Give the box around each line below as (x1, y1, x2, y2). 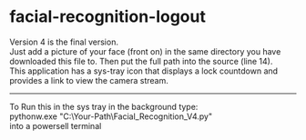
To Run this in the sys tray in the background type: (9, 101, 199, 112)
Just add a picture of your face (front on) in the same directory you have (9, 45, 281, 56)
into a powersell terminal (9, 120, 102, 131)
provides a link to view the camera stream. (9, 75, 168, 85)
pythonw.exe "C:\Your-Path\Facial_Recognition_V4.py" (9, 111, 212, 122)
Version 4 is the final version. (9, 36, 118, 47)
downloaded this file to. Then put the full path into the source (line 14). (9, 55, 273, 66)
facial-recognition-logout (9, 6, 207, 27)
